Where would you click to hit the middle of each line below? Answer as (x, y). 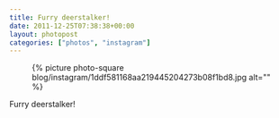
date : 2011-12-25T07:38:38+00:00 (72, 26)
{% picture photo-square (78, 68)
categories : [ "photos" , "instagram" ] (80, 42)
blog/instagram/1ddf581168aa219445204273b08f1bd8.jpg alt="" (151, 78)
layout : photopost (44, 34)
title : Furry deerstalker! (60, 17)
